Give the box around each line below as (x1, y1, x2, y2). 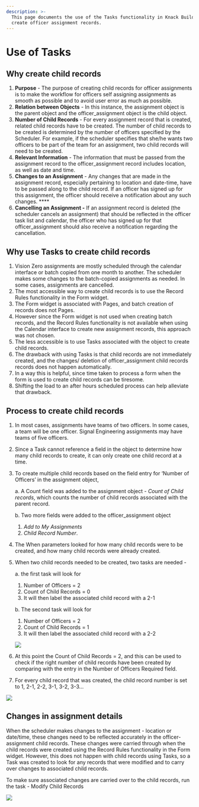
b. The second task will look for (14, 606, 92, 613)
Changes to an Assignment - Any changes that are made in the (14, 173, 171, 180)
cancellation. (14, 230, 46, 237)
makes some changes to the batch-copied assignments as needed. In (14, 275, 185, 282)
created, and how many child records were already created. (14, 547, 161, 554)
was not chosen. (14, 332, 56, 339)
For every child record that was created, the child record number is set (14, 677, 188, 684)
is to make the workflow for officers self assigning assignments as (14, 91, 176, 98)
